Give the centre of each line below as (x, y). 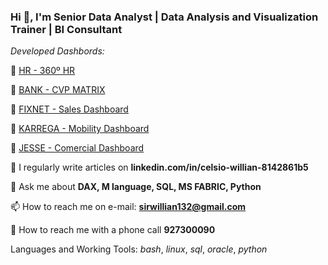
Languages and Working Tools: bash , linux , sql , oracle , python (139, 249)
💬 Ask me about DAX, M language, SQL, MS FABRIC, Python (136, 187)
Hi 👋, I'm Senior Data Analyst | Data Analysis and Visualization (164, 17)
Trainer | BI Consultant (66, 29)
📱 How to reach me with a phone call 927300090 (113, 230)
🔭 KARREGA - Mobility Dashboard (80, 129)
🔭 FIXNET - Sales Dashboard (69, 109)
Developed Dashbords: (57, 51)
